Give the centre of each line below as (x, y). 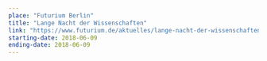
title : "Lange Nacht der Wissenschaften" (78, 23)
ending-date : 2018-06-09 (49, 45)
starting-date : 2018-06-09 (53, 38)
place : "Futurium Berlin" (51, 15)
